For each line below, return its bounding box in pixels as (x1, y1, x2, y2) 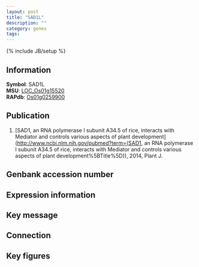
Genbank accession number (6, 169, 114, 180)
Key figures (6, 251, 50, 261)
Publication (6, 111, 50, 121)
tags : (6, 31, 20, 37)
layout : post (6, 8, 39, 15)
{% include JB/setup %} (6, 47, 66, 54)
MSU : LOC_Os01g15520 (6, 87, 65, 94)
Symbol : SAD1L (6, 80, 45, 87)
